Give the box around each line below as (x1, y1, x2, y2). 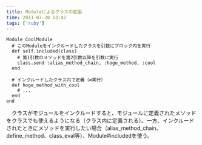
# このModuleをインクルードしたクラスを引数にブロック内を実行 (12, 43, 151, 49)
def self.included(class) (12, 48, 78, 54)
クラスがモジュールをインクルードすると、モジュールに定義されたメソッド (11, 109, 197, 117)
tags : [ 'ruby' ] (6, 20, 45, 26)
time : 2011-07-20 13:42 (6, 14, 67, 21)
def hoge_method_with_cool (12, 82, 80, 88)
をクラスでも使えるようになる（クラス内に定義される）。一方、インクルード (6, 117, 195, 124)
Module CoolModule (6, 37, 53, 43)
